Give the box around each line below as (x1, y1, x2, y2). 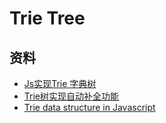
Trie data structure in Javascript (23, 102, 156, 113)
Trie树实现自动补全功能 (23, 90, 120, 102)
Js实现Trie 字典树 (23, 78, 97, 89)
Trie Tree (9, 7, 86, 30)
